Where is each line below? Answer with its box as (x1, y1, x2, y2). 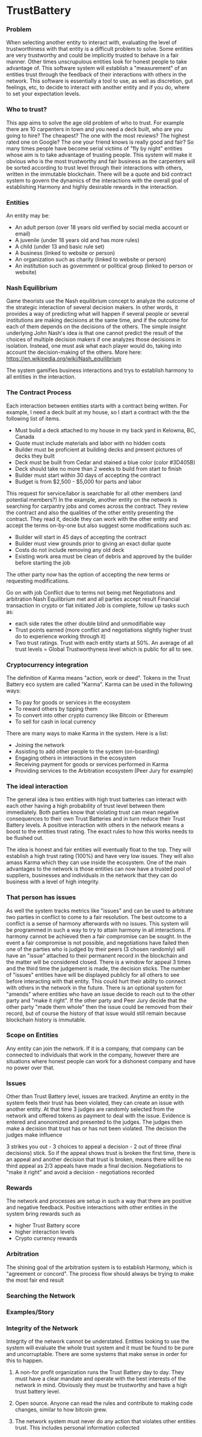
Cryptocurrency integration (6, 661, 88, 669)
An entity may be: (6, 212, 50, 219)
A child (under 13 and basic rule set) (14, 243, 105, 251)
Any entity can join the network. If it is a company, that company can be (6, 1045, 185, 1052)
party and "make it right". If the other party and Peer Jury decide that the (6, 997, 187, 1004)
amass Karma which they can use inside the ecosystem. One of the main (6, 859, 186, 866)
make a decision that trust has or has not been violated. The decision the (6, 1125, 186, 1132)
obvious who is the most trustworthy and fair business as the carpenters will (6, 158, 195, 165)
